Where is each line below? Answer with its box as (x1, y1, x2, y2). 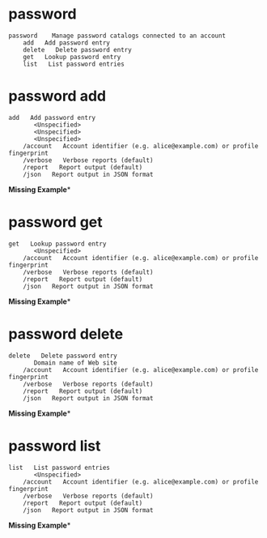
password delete (8, 325, 124, 343)
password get (8, 213, 103, 232)
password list (8, 437, 101, 455)
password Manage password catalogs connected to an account (8, 32, 227, 40)
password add (8, 87, 107, 105)
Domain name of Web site (33, 358, 117, 367)
